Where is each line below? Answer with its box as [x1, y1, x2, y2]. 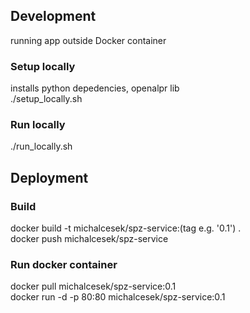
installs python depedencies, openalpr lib [10, 82, 180, 94]
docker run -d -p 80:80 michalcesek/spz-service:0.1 [10, 291, 226, 303]
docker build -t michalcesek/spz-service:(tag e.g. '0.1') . [10, 222, 242, 234]
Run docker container [10, 258, 118, 272]
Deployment [10, 169, 89, 186]
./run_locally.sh [10, 140, 73, 153]
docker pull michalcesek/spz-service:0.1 [10, 280, 177, 293]
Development [10, 8, 97, 25]
